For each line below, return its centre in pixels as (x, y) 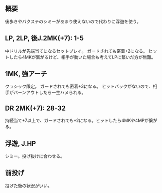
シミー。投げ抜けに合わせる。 (35, 156)
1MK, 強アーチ (26, 74)
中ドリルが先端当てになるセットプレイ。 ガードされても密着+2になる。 (76, 51)
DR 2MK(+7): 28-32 (35, 108)
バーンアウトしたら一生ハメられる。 (50, 93)
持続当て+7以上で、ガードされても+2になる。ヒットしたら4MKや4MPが (77, 120)
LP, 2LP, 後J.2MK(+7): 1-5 (45, 38)
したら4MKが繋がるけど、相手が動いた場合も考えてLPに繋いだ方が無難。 (82, 57)
